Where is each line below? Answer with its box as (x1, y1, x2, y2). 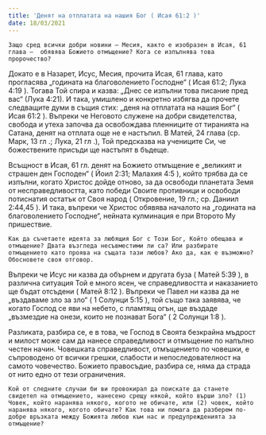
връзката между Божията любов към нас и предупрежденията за (29, 413, 237, 421)
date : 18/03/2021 (8, 19, 66, 27)
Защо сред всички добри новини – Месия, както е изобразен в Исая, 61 (8, 41, 247, 49)
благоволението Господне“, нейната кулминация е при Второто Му (8, 211, 236, 220)
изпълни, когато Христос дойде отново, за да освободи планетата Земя (8, 177, 254, 187)
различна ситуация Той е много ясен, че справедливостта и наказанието (8, 278, 258, 287)
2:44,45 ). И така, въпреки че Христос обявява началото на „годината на (8, 202, 256, 212)
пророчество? (8, 55, 52, 63)
